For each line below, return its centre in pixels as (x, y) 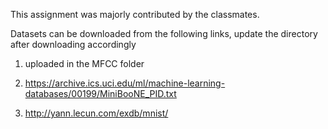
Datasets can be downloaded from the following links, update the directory (164, 33)
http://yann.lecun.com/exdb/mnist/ (96, 113)
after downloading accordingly (73, 44)
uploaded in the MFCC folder (84, 63)
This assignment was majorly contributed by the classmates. (135, 14)
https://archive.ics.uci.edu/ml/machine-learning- (125, 83)
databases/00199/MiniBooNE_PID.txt (100, 93)
